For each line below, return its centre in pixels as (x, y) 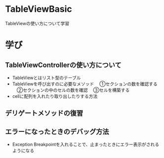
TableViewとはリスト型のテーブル (46, 78)
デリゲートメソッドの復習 (44, 113)
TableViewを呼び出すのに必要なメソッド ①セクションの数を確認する (85, 84)
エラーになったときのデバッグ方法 (57, 132)
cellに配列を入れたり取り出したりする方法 (55, 96)
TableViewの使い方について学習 (37, 23)
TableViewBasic (39, 9)
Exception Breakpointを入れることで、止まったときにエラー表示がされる (86, 145)
